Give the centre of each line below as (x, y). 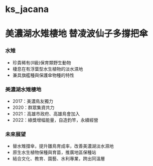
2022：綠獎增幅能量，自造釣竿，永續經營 (55, 120)
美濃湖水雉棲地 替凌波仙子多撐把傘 (76, 34)
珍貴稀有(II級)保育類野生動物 (42, 62)
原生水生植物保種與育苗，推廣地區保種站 (54, 152)
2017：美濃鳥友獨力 (33, 101)
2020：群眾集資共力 (33, 107)
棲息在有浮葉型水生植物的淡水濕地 (48, 69)
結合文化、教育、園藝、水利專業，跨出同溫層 (59, 158)
